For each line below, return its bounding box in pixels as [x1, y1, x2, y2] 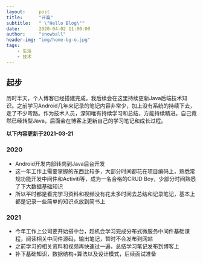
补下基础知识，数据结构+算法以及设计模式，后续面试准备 [14, 250, 157, 258]
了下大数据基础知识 [14, 182, 63, 190]
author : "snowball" [6, 31, 66, 37]
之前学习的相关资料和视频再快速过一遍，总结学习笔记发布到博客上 [14, 242, 179, 250]
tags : [6, 43, 20, 49]
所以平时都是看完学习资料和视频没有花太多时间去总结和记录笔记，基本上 [14, 190, 195, 197]
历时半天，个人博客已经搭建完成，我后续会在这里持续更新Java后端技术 [6, 95, 182, 102]
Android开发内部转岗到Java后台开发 [14, 160, 106, 167]
